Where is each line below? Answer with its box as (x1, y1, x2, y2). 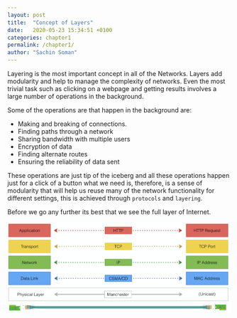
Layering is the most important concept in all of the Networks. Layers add (7, 70, 222, 78)
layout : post (7, 11, 46, 18)
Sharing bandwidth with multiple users (17, 135, 131, 143)
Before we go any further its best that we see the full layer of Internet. (7, 208, 211, 216)
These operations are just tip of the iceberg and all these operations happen (7, 171, 230, 179)
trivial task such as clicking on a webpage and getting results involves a (7, 85, 217, 92)
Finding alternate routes (17, 150, 88, 158)
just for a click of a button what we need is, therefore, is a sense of (7, 179, 203, 187)
